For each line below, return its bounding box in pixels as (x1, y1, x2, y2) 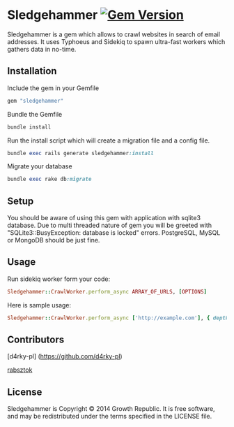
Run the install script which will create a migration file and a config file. (7, 136, 210, 145)
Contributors (7, 334, 65, 346)
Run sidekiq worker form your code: (7, 275, 110, 283)
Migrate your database (7, 162, 72, 171)
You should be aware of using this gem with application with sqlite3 (7, 214, 201, 222)
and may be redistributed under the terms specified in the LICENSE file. (7, 412, 212, 421)
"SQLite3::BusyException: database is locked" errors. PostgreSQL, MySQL (7, 229, 221, 237)
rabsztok (7, 366, 33, 374)
